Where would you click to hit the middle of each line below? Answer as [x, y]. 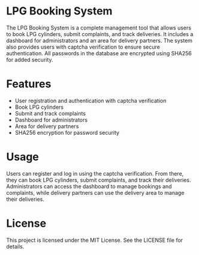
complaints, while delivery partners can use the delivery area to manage [95, 192]
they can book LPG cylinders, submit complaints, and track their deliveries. [99, 180]
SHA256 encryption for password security [67, 132]
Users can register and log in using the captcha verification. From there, [95, 173]
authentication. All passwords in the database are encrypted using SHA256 [99, 53]
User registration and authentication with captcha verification [91, 100]
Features [29, 84]
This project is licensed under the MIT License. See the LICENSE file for [95, 240]
